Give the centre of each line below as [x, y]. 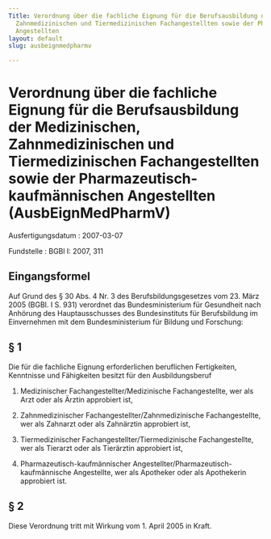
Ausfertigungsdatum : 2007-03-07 [66, 236]
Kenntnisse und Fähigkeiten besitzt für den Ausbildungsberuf [110, 375]
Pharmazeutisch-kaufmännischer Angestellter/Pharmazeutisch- [126, 463]
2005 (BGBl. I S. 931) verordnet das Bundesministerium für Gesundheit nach [135, 305]
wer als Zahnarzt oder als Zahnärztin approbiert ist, [105, 423]
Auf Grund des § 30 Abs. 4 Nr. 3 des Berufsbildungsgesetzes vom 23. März [134, 296]
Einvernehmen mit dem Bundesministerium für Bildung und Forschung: [126, 322]
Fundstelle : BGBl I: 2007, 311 [56, 251]
